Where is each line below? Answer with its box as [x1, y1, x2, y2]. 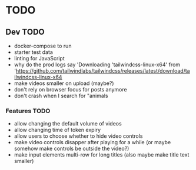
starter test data [14, 49, 54, 56]
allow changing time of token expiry [14, 127, 101, 134]
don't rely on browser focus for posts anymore [14, 86, 127, 93]
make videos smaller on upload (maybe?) [14, 80, 114, 87]
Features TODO [5, 107, 51, 115]
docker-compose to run [14, 42, 72, 49]
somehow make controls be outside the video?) [14, 145, 129, 152]
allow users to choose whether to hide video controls [14, 132, 143, 140]
